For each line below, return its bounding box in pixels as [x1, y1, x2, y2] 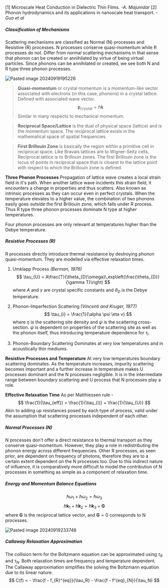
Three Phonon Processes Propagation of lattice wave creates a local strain [5, 174, 161, 180]
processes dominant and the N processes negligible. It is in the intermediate [5, 372, 162, 378]
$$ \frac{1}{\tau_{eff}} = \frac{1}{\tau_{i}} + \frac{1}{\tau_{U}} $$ [18, 400, 151, 406]
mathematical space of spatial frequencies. [17, 133, 107, 140]
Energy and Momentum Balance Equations [5, 481, 97, 487]
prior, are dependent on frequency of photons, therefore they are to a [5, 453, 149, 459]
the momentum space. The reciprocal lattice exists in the [17, 128, 135, 134]
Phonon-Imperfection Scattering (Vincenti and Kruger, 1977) [12, 303, 137, 309]
